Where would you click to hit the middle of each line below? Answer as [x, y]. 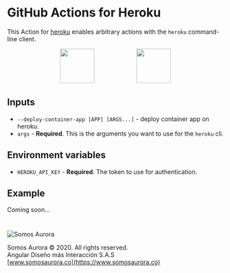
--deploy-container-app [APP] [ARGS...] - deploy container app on [113, 119]
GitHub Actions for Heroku [84, 13]
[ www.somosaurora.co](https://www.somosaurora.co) [84, 262]
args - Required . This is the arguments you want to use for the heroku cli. [120, 133]
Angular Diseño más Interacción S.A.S [61, 254]
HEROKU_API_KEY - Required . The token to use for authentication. [107, 172]
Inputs [21, 102]
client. [27, 39]
